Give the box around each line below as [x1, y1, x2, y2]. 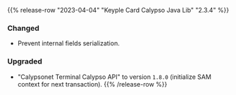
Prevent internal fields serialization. [17, 39, 120, 47]
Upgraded [7, 57, 42, 66]
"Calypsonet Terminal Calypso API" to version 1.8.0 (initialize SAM [17, 73, 211, 81]
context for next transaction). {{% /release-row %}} [17, 80, 168, 88]
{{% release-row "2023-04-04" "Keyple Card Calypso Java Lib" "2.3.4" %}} [7, 6, 230, 14]
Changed [7, 23, 40, 33]
